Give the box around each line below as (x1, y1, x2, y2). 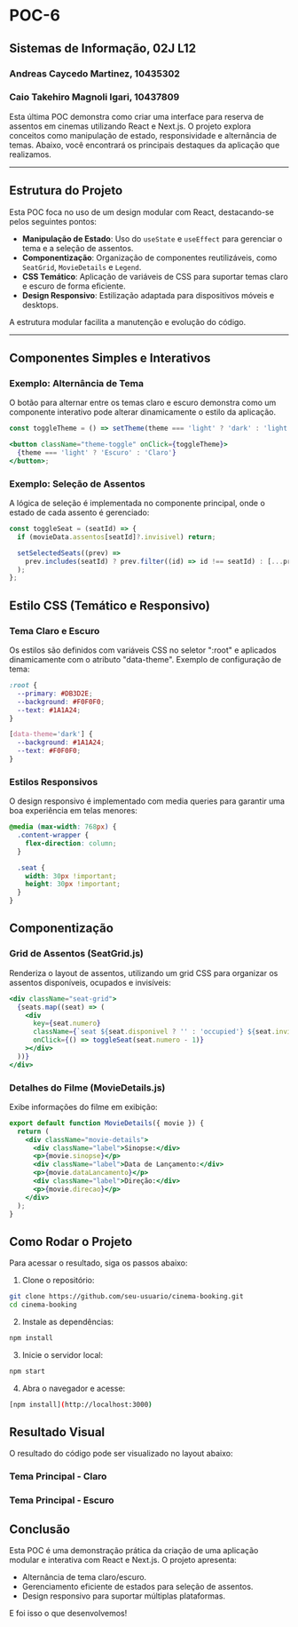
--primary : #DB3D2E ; (17, 689, 93, 698)
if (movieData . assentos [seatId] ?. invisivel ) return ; (17, 532, 216, 542)
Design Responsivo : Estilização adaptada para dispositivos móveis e (21, 290, 275, 300)
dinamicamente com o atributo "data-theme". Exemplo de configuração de (9, 655, 282, 665)
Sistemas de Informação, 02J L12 (9, 41, 197, 56)
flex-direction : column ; (25, 838, 117, 848)
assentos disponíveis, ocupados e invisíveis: (9, 977, 171, 988)
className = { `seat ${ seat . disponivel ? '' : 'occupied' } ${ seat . (32, 1028, 276, 1036)
